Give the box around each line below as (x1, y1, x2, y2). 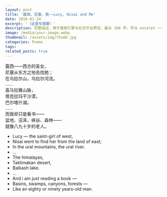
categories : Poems (5, 40, 43, 45)
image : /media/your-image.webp (5, 30, 70, 35)
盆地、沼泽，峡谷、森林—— (5, 117, 62, 123)
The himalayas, (12, 154, 44, 160)
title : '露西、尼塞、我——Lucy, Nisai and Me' (5, 12, 96, 17)
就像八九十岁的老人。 (5, 123, 49, 129)
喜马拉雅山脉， (5, 87, 36, 93)
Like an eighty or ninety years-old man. (12, 186, 93, 192)
